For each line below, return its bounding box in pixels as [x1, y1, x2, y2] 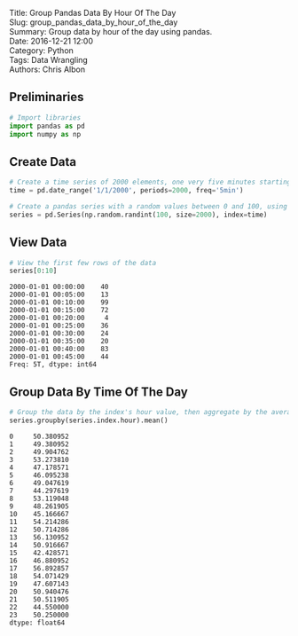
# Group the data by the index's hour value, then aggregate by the [9, 408, 268, 417]
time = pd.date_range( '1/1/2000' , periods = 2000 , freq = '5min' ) [9, 186, 244, 195]
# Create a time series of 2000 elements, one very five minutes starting [9, 177, 292, 187]
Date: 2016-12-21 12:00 [9, 35, 94, 46]
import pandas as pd [9, 122, 86, 130]
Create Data [9, 154, 77, 169]
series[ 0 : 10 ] [9, 266, 58, 276]
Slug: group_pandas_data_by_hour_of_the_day [9, 17, 178, 27]
